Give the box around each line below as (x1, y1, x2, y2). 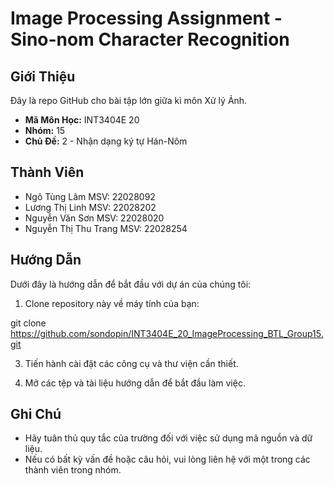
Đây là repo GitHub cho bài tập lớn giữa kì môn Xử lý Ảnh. (10, 95, 248, 106)
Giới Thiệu (10, 68, 76, 85)
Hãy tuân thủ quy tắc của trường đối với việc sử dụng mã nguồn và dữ (24, 432, 313, 444)
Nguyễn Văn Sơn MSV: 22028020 (24, 212, 165, 224)
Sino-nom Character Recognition (10, 28, 290, 51)
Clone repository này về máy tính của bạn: (24, 297, 200, 309)
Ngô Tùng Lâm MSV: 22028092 (24, 190, 156, 202)
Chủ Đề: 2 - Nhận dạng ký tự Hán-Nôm (24, 135, 188, 147)
